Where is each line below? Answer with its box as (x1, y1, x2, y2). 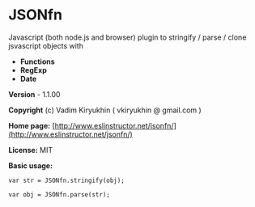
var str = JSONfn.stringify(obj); (8, 176, 125, 184)
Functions (19, 57, 55, 66)
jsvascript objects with (8, 40, 83, 50)
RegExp (19, 65, 47, 74)
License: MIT (8, 145, 53, 154)
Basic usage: (8, 160, 53, 171)
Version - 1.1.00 (8, 89, 61, 99)
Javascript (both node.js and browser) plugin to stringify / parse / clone (8, 32, 247, 42)
